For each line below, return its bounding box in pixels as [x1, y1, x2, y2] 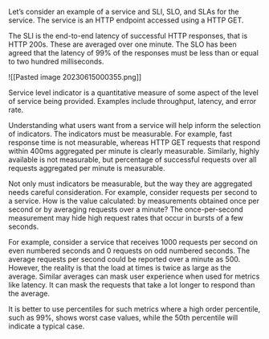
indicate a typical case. [8, 321, 85, 331]
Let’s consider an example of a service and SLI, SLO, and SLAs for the [8, 7, 239, 16]
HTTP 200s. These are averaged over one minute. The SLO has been [8, 39, 237, 49]
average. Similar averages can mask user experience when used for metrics [8, 271, 260, 281]
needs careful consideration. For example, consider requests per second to [8, 188, 258, 196]
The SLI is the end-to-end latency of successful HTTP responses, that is [8, 31, 248, 40]
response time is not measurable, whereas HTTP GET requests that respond [8, 138, 261, 147]
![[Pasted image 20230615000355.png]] [8, 72, 142, 81]
